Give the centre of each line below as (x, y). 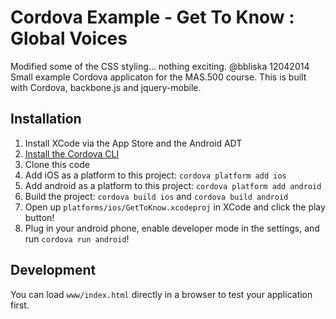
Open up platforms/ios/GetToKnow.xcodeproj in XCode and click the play (175, 207)
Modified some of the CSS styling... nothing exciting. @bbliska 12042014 (160, 66)
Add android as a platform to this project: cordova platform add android (173, 185)
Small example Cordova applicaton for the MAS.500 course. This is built (158, 77)
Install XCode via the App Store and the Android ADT (133, 143)
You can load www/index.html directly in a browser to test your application (161, 294)
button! (39, 217)
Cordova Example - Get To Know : (152, 17)
